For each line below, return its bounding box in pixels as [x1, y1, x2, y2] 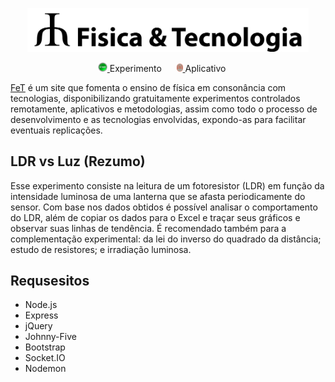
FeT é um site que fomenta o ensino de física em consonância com [10, 81, 287, 93]
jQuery [24, 320, 53, 332]
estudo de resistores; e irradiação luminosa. [10, 243, 192, 255]
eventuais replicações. [10, 124, 103, 136]
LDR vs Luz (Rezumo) [10, 153, 146, 170]
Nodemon [24, 363, 67, 375]
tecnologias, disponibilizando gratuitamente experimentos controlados [10, 92, 301, 104]
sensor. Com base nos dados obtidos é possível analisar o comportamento [10, 201, 318, 213]
